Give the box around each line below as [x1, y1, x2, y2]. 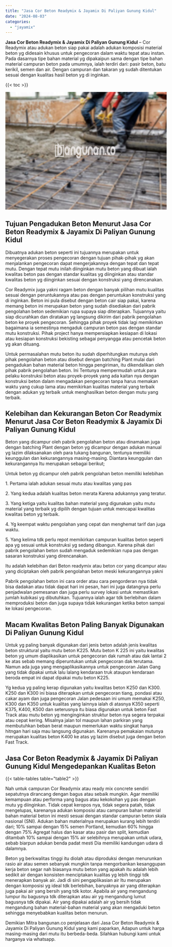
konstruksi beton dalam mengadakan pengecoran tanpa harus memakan [5, 378, 159, 384]
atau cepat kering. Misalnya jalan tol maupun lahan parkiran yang [5, 717, 143, 723]
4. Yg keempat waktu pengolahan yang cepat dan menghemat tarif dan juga [5, 521, 165, 528]
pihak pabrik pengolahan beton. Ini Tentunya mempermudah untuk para [5, 367, 157, 373]
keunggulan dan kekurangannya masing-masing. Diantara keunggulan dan [5, 455, 162, 461]
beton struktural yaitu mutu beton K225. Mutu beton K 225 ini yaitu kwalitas [5, 648, 165, 654]
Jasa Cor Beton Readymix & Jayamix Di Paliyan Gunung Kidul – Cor [5, 39, 150, 46]
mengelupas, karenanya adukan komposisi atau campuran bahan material [5, 808, 161, 814]
